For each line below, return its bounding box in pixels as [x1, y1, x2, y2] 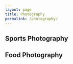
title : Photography [5, 12, 45, 17]
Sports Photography [5, 34, 69, 43]
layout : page [5, 7, 32, 12]
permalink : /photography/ [5, 16, 58, 21]
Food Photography [5, 51, 63, 59]
